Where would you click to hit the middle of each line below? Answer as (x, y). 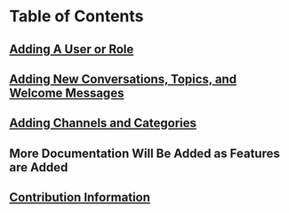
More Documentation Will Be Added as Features (144, 153)
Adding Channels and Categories (103, 123)
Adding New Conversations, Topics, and (123, 79)
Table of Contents (76, 16)
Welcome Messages (67, 93)
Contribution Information (80, 197)
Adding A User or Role (72, 49)
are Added (39, 167)
